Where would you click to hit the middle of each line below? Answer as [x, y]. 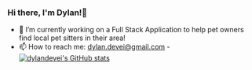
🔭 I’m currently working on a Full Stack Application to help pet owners [131, 30]
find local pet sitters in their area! [72, 38]
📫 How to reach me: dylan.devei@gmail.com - [94, 47]
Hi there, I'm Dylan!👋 [47, 13]
